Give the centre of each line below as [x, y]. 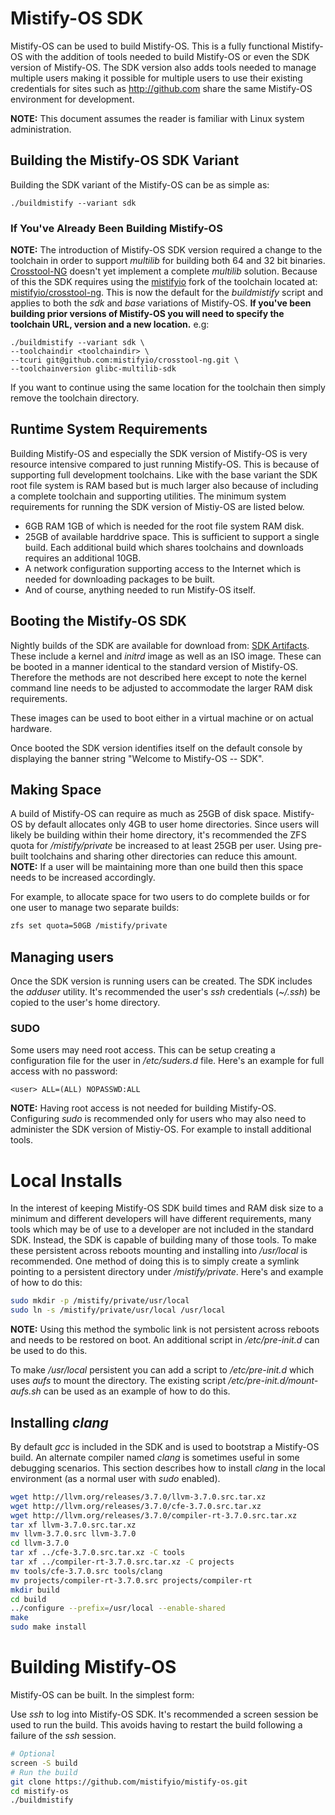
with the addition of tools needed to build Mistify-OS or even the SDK [167, 56]
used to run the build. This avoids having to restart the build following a [156, 1725]
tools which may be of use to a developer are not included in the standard [162, 1229]
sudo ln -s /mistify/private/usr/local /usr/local [118, 1310]
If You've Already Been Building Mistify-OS [116, 228]
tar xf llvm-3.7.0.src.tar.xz [73, 1525]
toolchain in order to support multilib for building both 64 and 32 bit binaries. [168, 261]
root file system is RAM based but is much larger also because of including [164, 485]
